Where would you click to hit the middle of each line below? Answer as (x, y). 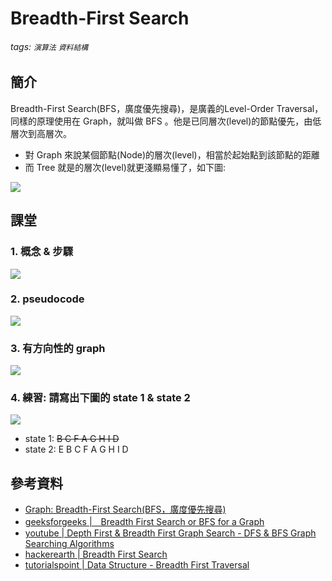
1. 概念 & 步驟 (42, 252)
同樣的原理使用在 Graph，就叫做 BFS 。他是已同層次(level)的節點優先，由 (161, 121)
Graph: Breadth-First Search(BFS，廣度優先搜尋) (125, 509)
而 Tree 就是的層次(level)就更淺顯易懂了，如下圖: (125, 167)
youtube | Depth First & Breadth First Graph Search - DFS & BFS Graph (170, 533)
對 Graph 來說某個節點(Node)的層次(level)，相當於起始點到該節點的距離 (172, 154)
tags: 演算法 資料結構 (49, 46)
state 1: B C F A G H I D (72, 439)
